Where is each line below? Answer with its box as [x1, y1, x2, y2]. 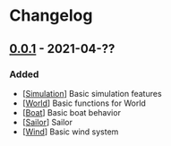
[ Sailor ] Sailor [21, 116, 73, 127]
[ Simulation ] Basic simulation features [21, 88, 163, 99]
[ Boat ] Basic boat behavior [21, 107, 121, 117]
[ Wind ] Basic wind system [21, 126, 119, 137]
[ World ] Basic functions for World [21, 98, 146, 108]
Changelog [9, 5, 93, 26]
